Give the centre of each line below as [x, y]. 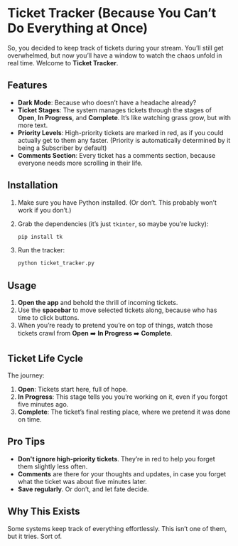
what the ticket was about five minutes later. [82, 481]
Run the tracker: [41, 250]
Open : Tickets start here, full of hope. [72, 389]
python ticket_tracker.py [56, 263]
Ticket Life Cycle [45, 358]
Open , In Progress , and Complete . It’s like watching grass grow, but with [124, 117]
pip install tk [40, 237]
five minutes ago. [43, 404]
